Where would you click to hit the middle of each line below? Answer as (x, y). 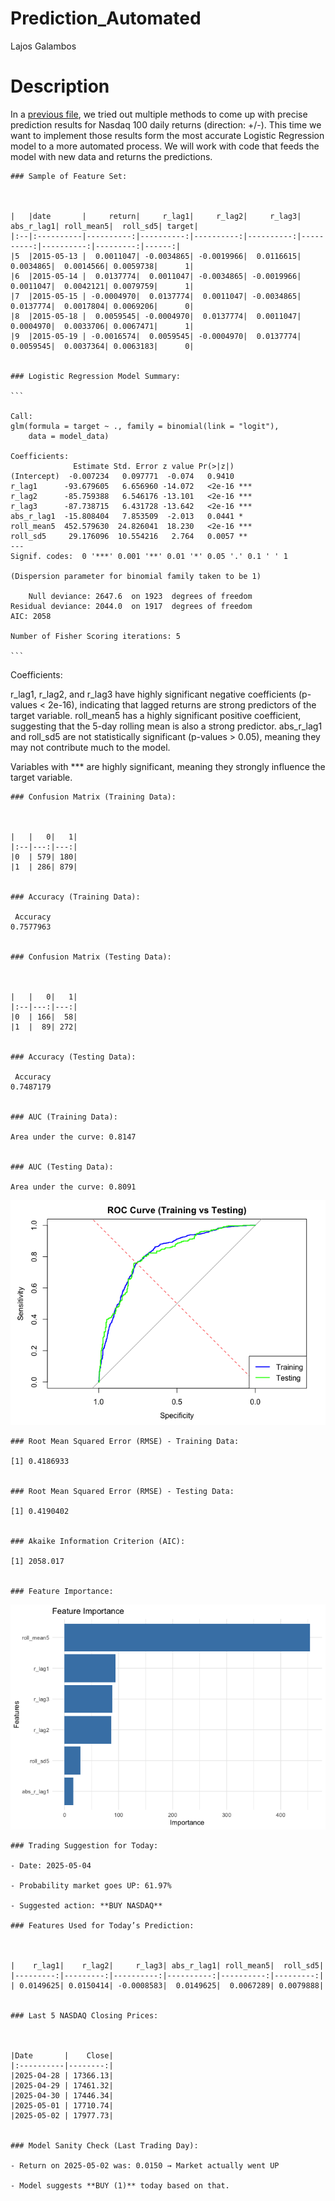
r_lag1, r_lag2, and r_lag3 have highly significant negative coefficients (153, 694)
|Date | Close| (62, 2055)
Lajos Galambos (43, 46)
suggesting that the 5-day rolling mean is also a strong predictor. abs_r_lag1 (166, 726)
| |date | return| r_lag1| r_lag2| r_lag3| (156, 216)
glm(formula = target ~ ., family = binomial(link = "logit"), (145, 426)
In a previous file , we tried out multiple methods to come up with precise (159, 114)
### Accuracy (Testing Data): (73, 1057)
